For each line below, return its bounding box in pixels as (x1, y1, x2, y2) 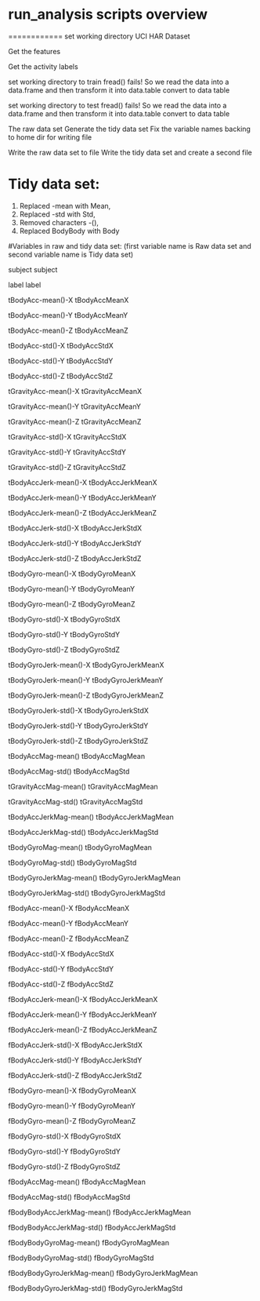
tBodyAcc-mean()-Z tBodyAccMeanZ (8, 326, 129, 335)
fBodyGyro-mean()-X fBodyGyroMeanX (8, 1085, 137, 1095)
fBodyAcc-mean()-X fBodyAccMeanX (8, 903, 130, 913)
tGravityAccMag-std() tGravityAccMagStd (8, 796, 143, 806)
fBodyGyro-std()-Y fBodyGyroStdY (8, 1146, 121, 1156)
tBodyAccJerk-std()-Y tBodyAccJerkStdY (8, 538, 143, 548)
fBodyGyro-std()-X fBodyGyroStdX (8, 1132, 121, 1141)
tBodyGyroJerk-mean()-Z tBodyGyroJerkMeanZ (8, 691, 164, 700)
